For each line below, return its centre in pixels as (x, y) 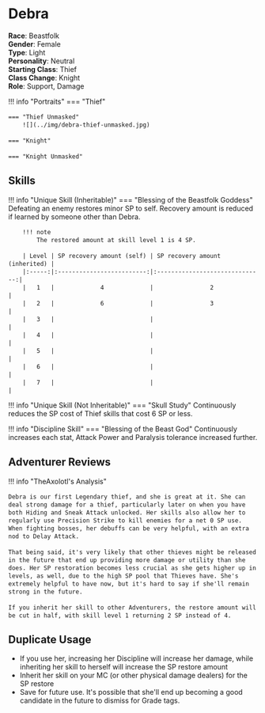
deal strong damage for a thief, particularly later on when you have (127, 504)
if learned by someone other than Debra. (74, 216)
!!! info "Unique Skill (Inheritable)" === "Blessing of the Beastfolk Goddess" (131, 199)
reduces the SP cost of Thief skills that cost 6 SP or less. (100, 413)
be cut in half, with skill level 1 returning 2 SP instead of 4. (120, 615)
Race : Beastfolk (34, 36)
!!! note (37, 232)
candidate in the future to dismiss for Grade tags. (100, 700)
